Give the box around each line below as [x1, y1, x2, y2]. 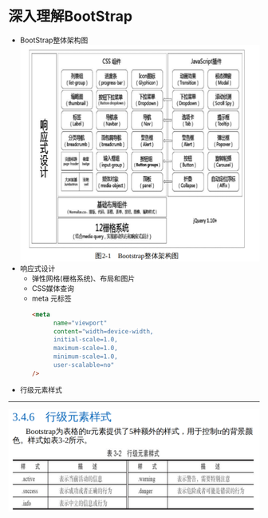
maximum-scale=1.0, [53, 345, 118, 353]
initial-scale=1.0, [53, 336, 118, 344]
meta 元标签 [31, 293, 72, 303]
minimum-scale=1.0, [53, 353, 118, 361]
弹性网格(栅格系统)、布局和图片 [31, 273, 136, 283]
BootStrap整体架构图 [19, 35, 89, 45]
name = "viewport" [53, 319, 108, 327]
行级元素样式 [19, 385, 62, 394]
